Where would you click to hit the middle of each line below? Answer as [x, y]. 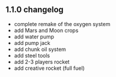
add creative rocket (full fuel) [49, 68]
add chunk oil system [40, 49]
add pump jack [32, 43]
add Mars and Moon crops [46, 30]
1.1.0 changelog [35, 10]
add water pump [34, 36]
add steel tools [32, 55]
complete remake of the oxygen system [62, 24]
